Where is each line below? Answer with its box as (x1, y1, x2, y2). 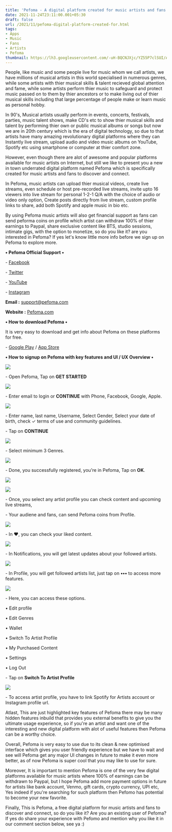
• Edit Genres (5, 615, 34, 621)
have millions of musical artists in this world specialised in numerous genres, (5, 75, 167, 81)
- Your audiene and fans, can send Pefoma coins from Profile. (5, 512, 136, 518)
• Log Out (5, 664, 27, 671)
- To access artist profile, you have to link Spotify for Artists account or (5, 694, 155, 700)
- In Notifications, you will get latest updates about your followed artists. (5, 551, 157, 557)
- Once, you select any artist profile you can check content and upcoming (5, 496, 161, 503)
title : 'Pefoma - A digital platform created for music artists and (5, 7, 155, 13)
